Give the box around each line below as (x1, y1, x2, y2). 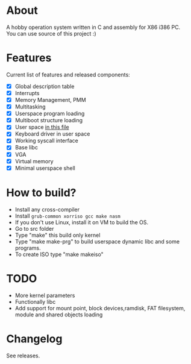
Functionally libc (14, 298, 56, 305)
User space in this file (14, 124, 69, 131)
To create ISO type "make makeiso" (14, 251, 104, 258)
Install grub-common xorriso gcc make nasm (14, 212, 121, 219)
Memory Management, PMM (14, 96, 86, 103)
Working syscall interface (14, 137, 78, 145)
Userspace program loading (14, 110, 85, 118)
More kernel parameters (14, 292, 75, 299)
